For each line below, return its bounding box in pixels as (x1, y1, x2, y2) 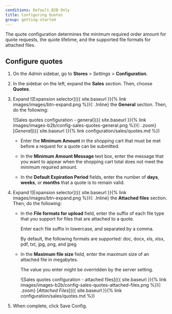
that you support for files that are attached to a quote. (20, 216, 135, 222)
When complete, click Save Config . (12, 303, 87, 309)
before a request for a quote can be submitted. (20, 143, 120, 150)
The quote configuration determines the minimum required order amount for (5, 31, 166, 38)
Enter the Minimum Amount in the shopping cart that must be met (20, 138, 161, 144)
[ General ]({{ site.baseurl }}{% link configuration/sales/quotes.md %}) (12, 128, 160, 134)
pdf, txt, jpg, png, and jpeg (20, 241, 77, 247)
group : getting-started (5, 17, 56, 22)
